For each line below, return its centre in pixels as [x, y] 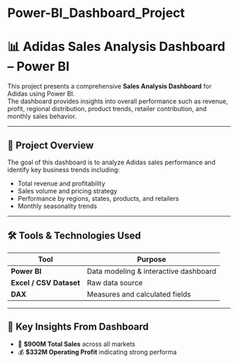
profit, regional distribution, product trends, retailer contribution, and [107, 109]
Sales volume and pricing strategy [67, 191]
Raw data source [115, 282]
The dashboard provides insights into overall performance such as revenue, [118, 101]
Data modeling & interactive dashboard [152, 271]
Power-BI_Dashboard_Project [96, 13]
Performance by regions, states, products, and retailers [98, 198]
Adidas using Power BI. [41, 94]
